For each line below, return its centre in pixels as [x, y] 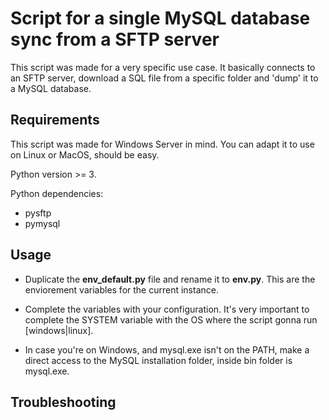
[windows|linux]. [59, 330]
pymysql [42, 223]
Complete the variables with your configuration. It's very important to [167, 309]
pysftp [38, 213]
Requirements [55, 120]
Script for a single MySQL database [160, 18]
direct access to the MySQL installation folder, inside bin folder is [158, 360]
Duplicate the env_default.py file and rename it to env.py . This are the [170, 279]
